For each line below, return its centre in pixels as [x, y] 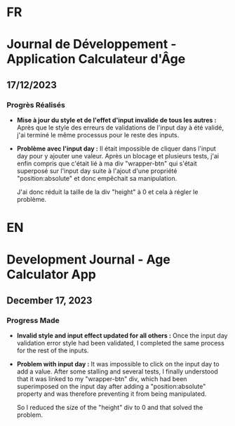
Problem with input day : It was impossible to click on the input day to [118, 364]
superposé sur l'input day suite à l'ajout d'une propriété [97, 171]
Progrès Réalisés [36, 104]
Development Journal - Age [89, 260]
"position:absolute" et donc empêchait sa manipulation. [97, 179]
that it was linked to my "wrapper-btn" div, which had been [102, 379]
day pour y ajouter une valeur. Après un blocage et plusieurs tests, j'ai [117, 156]
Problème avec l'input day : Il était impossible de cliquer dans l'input [116, 149]
